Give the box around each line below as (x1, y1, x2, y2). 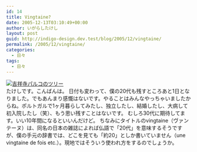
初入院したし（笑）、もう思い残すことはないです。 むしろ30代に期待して (6, 110, 181, 117)
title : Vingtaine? (6, 14, 51, 20)
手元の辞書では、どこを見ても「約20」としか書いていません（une (26, 132, 186, 139)
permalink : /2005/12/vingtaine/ (6, 42, 85, 48)
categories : (6, 47, 35, 53)
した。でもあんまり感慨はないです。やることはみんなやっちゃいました (16, 95, 186, 102)
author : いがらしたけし (6, 25, 58, 31)
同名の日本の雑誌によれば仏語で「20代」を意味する (36, 124, 162, 131)
